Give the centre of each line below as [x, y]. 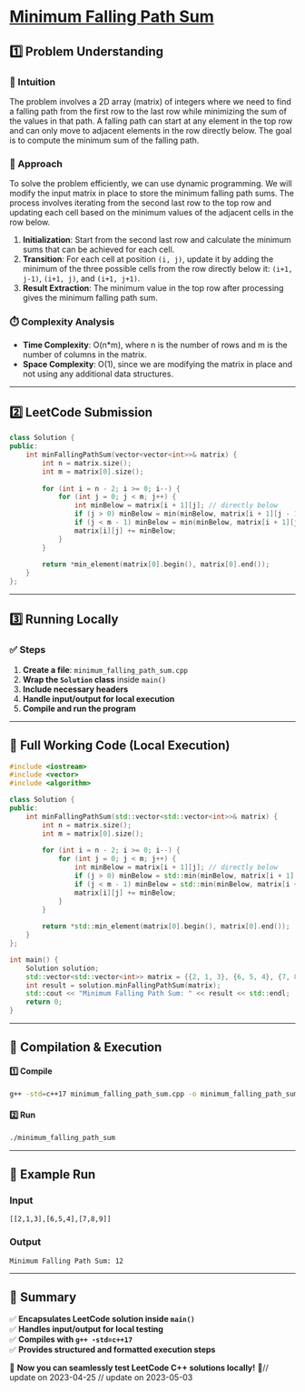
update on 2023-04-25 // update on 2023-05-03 [101, 1377]
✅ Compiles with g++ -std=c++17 [71, 1339]
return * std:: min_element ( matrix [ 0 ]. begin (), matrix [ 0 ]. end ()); [166, 926]
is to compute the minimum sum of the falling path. [104, 140]
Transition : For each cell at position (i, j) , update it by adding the [148, 259]
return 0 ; [44, 1002]
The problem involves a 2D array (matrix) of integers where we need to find [151, 101]
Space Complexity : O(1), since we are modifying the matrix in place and [157, 365]
